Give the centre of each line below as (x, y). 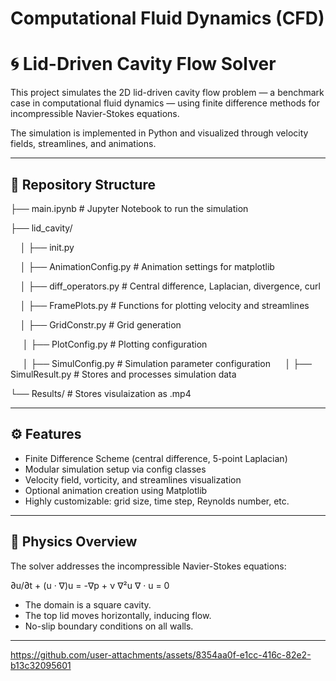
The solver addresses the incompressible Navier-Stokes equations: (148, 566)
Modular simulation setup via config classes (115, 469)
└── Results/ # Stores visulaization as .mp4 (101, 393)
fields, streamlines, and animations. (83, 144)
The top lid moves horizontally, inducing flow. (118, 615)
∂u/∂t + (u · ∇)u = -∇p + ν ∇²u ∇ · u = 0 (90, 585)
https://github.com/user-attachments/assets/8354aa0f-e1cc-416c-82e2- (161, 654)
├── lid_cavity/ (41, 228)
